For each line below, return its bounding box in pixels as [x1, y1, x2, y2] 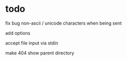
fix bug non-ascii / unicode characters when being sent [5, 20, 122, 26]
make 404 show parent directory [5, 50, 74, 56]
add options [5, 30, 31, 36]
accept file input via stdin [5, 39, 59, 46]
